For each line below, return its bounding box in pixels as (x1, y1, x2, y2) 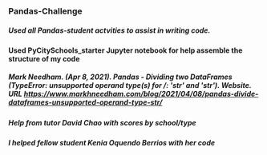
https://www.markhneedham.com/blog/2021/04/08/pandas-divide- (23, 89, 259, 99)
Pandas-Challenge (8, 6, 83, 17)
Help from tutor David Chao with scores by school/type (8, 117, 196, 127)
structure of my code (8, 54, 80, 63)
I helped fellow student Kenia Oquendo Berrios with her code (8, 138, 216, 148)
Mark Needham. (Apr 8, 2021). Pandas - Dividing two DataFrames (8, 72, 233, 81)
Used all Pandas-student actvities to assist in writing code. (8, 26, 211, 35)
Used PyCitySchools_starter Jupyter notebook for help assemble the (8, 46, 243, 55)
